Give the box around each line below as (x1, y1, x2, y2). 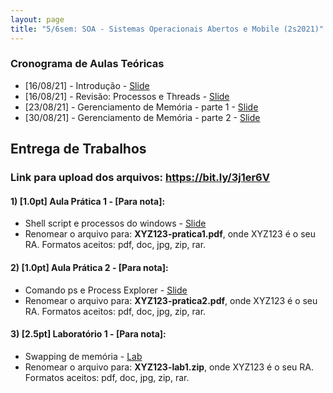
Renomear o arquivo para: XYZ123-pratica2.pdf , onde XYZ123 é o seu (24, 294, 318, 306)
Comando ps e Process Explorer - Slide (24, 284, 188, 296)
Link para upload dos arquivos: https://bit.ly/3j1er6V (10, 171, 270, 185)
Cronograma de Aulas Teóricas (10, 57, 165, 71)
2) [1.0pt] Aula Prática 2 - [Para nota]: (10, 261, 169, 273)
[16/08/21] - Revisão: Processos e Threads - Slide (24, 90, 230, 102)
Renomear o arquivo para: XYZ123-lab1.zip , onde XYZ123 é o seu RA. (24, 361, 314, 373)
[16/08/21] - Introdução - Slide (24, 79, 150, 91)
